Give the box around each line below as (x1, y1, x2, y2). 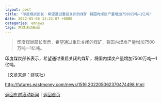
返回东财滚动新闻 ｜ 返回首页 (5, 92, 61, 98)
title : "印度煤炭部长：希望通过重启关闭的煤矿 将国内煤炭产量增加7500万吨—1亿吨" (5, 12, 152, 17)
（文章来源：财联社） (5, 72, 48, 78)
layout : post (5, 7, 32, 12)
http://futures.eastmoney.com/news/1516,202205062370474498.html (5, 82, 145, 87)
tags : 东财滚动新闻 (5, 25, 40, 30)
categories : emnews (5, 20, 45, 26)
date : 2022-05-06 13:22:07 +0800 (5, 16, 73, 21)
